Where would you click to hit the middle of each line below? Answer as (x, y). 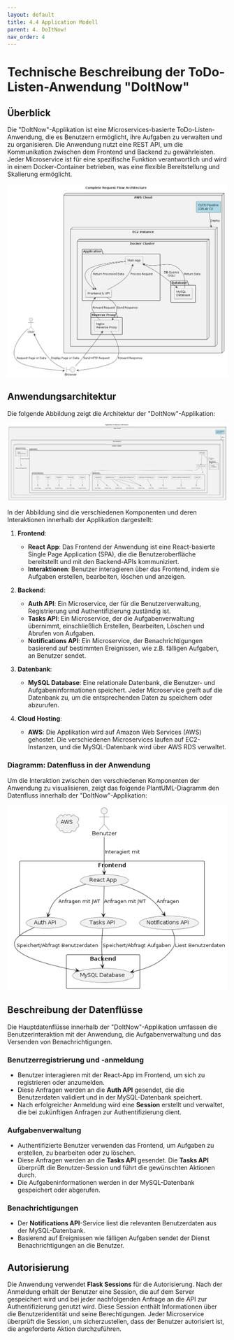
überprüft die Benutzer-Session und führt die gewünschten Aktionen (116, 1168)
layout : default (31, 15)
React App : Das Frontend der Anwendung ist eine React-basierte (121, 547)
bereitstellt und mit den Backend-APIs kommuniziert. (103, 562)
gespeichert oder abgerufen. (59, 1190)
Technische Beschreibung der (96, 72)
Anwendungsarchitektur (62, 397)
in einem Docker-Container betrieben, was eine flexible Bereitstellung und (114, 167)
